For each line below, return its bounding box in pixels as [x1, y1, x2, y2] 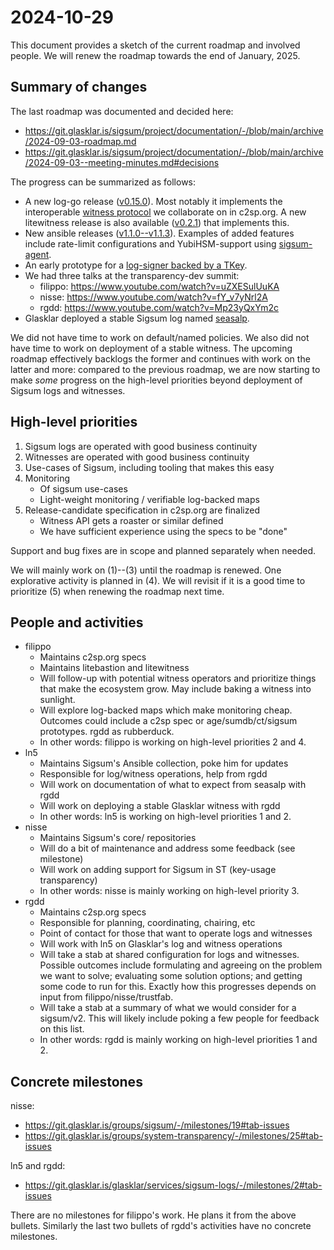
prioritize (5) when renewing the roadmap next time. [10, 585, 225, 597]
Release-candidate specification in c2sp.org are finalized [24, 504, 261, 516]
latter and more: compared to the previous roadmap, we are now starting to [10, 363, 321, 375]
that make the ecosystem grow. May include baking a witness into [39, 683, 312, 695]
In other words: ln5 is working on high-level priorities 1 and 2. [39, 811, 292, 823]
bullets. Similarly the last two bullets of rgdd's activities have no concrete [10, 1220, 312, 1232]
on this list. [39, 1023, 85, 1035]
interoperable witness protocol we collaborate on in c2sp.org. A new [24, 206, 307, 218]
